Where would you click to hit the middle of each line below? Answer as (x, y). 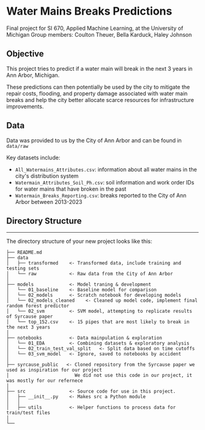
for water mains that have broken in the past (71, 189)
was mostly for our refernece (45, 381)
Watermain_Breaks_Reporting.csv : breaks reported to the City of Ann (101, 195)
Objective (25, 54)
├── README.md (24, 253)
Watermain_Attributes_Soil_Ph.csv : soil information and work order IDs (105, 182)
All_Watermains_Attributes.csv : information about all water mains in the (106, 169)
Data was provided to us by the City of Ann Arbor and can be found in (94, 140)
